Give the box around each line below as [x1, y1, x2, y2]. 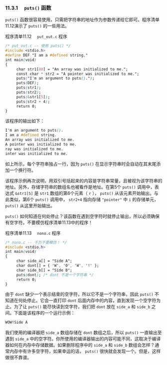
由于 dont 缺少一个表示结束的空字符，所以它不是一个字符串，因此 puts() [5, 291, 154, 297]
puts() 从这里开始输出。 [5, 202, 55, 208]
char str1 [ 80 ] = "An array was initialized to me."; [16, 66, 128, 72]
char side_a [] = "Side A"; [16, 258, 72, 264]
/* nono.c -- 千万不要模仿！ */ [5, 240, 67, 245]
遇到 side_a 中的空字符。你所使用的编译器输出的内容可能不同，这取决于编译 [5, 336, 161, 342]
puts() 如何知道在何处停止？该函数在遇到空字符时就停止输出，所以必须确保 [5, 213, 160, 219]
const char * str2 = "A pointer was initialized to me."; [16, 71, 140, 76]
